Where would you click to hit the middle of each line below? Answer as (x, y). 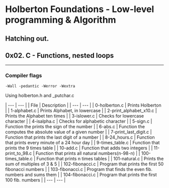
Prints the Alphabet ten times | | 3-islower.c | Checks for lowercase (75, 116)
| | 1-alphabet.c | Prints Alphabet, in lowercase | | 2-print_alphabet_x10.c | (81, 110)
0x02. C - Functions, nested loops (60, 56)
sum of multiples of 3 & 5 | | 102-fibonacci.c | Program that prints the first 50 (84, 164)
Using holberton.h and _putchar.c (40, 95)
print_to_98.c (19, 153)
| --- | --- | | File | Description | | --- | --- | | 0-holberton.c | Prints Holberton (83, 105)
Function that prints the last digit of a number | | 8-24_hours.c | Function (80, 137)
